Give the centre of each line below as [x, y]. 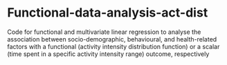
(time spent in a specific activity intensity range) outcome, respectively [108, 54]
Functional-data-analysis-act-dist [108, 13]
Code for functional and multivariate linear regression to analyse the [104, 32]
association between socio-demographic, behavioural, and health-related [112, 39]
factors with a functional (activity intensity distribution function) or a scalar [113, 46]
